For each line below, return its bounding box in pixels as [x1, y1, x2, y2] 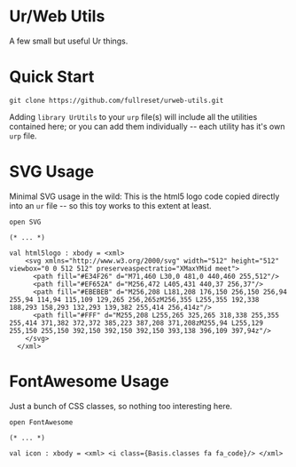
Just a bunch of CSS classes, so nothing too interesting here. [9, 400, 233, 411]
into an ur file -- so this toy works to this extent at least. [9, 200, 212, 210]
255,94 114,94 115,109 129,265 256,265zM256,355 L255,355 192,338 [9, 295, 260, 304]
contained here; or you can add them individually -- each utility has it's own [9, 121, 285, 131]
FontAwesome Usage [9, 371, 170, 392]
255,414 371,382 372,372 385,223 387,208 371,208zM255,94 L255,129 [9, 318, 264, 328]
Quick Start [9, 67, 95, 87]
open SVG [9, 218, 42, 226]
